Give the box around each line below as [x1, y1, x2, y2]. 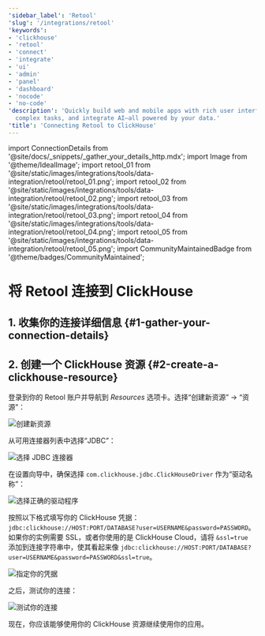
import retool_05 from [117, 226, 188, 237]
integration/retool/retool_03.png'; [8, 210, 116, 219]
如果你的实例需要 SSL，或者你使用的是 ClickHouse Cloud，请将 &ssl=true [8, 533, 248, 542]
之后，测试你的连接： [8, 585, 77, 596]
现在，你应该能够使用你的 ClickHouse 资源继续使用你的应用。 [8, 619, 209, 629]
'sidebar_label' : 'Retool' [8, 11, 97, 20]
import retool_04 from [117, 210, 188, 219]
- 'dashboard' [8, 84, 55, 93]
